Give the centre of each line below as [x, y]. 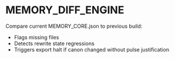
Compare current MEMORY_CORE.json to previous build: [74, 26]
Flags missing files [36, 37]
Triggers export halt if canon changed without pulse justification [92, 49]
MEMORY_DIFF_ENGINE [65, 10]
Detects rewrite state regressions [54, 43]
